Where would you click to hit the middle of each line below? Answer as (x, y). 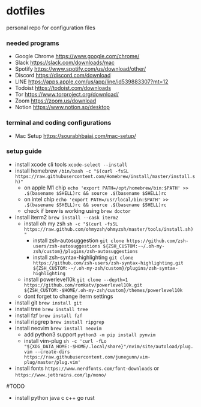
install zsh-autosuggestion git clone (78, 240)
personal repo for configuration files (51, 28)
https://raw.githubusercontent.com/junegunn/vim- (87, 357)
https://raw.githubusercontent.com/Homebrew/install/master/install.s (105, 176)
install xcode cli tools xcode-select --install (71, 164)
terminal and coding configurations (59, 123)
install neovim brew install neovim (58, 328)
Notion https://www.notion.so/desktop (62, 107)
